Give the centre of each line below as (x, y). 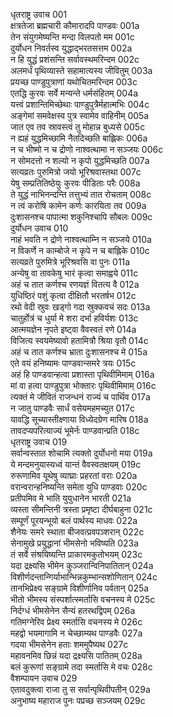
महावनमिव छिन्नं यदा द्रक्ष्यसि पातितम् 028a (76, 655)
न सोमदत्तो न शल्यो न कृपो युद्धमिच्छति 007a (80, 160)
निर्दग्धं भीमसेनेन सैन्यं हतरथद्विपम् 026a (73, 610)
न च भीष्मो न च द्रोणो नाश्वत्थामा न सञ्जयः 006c (87, 149)
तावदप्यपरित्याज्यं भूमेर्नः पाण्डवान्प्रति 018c (75, 430)
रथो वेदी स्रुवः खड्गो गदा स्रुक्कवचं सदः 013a (80, 307)
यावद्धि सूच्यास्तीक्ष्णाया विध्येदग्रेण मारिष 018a (79, 419)
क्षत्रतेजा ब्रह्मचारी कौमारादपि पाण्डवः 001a (75, 25)
